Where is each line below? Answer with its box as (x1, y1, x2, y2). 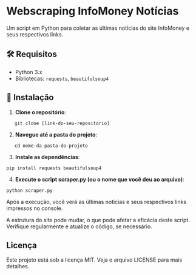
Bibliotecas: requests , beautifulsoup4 (15, 75, 109, 82)
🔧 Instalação (6, 92, 54, 103)
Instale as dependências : (15, 153, 80, 160)
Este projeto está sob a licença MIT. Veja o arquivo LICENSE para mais (6, 256, 183, 263)
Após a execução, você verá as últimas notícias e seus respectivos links (6, 198, 187, 205)
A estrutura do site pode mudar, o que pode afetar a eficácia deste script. (6, 216, 190, 223)
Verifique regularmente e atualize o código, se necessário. (6, 223, 153, 230)
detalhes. (6, 263, 30, 270)
